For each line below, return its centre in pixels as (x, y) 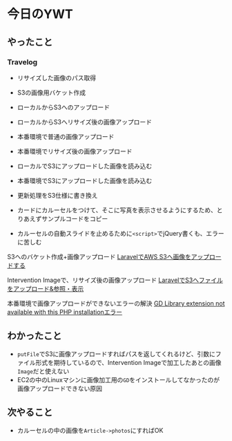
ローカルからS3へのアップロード (64, 107)
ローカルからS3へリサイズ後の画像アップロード (85, 122)
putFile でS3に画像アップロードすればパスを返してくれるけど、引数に (116, 354)
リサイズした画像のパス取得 (57, 77)
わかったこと (35, 336)
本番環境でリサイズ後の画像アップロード (75, 151)
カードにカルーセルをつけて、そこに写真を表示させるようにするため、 (117, 210)
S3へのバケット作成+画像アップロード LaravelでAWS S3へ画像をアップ (108, 256)
